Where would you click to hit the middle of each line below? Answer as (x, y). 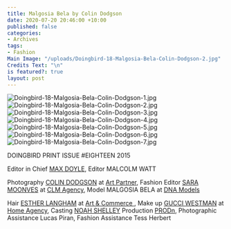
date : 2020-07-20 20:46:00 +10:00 (57, 20)
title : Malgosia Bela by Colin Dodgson (65, 14)
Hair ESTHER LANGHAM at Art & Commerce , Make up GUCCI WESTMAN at (115, 203)
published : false (32, 26)
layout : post (26, 78)
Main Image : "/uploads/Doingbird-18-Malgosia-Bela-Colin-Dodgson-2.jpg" (114, 59)
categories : (24, 33)
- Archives (23, 40)
